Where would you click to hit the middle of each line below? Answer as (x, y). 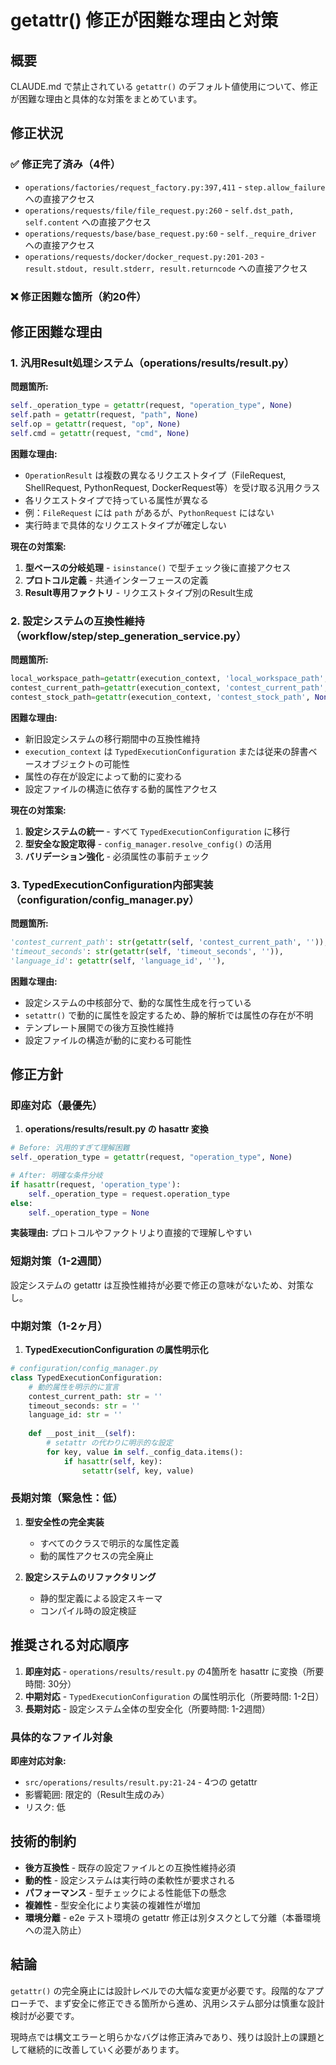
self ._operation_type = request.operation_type (129, 1194)
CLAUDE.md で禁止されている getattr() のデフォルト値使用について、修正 (164, 86)
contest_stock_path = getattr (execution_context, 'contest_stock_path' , (160, 697)
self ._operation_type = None (89, 1212)
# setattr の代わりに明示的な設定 (109, 1443)
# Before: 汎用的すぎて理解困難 (70, 1148)
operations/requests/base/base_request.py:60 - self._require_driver (170, 233)
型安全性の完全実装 (64, 1522)
